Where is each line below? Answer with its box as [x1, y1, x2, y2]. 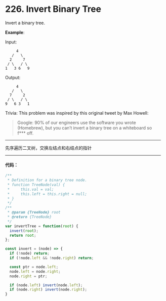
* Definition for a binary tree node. [7, 178, 87, 183]
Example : [5, 29, 25, 35]
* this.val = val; [7, 187, 54, 192]
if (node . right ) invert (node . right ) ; [9, 287, 87, 292]
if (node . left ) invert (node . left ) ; [9, 283, 83, 288]
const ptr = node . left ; [9, 264, 58, 269]
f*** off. [17, 130, 34, 136]
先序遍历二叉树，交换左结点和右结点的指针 [5, 145, 92, 151]
